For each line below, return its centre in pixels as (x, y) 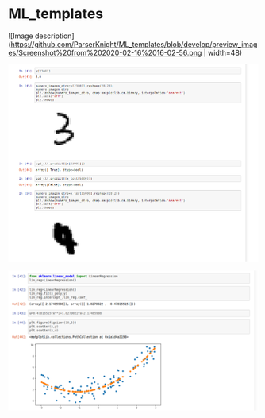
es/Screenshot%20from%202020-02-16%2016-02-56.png (105, 52)
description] (54, 36)
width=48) (225, 52)
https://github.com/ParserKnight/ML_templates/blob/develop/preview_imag (134, 44)
